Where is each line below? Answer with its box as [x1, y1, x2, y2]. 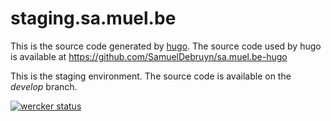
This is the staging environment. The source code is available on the [10, 70, 292, 82]
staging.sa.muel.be [10, 7, 177, 30]
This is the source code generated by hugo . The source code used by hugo [10, 40, 322, 52]
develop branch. [10, 80, 78, 92]
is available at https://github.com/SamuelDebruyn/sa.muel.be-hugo [10, 50, 288, 62]
